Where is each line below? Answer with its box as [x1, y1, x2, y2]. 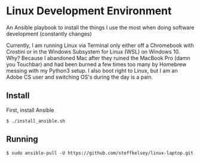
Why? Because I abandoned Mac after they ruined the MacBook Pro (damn [6, 54, 190, 61]
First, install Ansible [6, 106, 54, 114]
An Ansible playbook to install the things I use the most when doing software [6, 24, 195, 31]
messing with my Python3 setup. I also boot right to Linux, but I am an [6, 67, 178, 74]
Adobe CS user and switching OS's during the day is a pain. [6, 73, 153, 80]
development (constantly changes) [6, 30, 93, 37]
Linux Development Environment [6, 4, 172, 18]
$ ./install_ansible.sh [6, 118, 66, 124]
